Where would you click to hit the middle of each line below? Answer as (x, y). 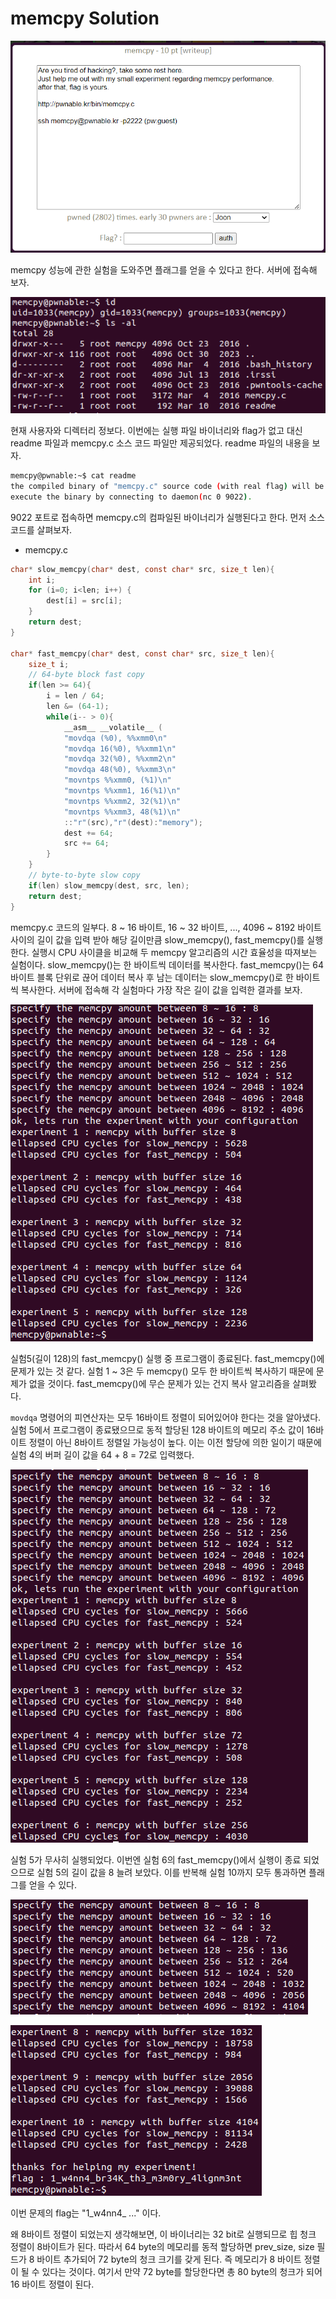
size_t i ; (49, 664)
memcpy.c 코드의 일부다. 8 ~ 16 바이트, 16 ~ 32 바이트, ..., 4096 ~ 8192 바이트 (166, 927)
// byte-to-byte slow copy (84, 875)
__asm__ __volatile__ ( (113, 727)
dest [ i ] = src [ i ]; (84, 601)
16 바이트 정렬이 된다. (52, 2284)
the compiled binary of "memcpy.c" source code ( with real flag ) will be (167, 486)
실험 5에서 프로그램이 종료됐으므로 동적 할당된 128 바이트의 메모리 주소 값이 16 (163, 1429)
